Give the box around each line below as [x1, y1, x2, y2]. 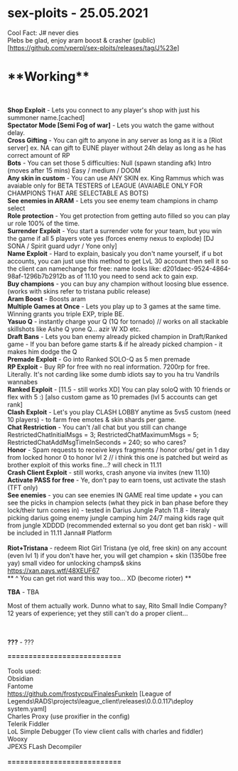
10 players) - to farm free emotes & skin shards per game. [7, 415, 176, 424]
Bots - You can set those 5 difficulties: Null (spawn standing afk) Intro [7, 158, 212, 167]
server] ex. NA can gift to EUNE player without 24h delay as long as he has [7, 144, 227, 152]
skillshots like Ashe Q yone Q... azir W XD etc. [7, 325, 141, 333]
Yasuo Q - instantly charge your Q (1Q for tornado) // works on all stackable [7, 317, 229, 325]
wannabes [7, 377, 38, 386]
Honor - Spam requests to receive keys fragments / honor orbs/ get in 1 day [7, 446, 229, 454]
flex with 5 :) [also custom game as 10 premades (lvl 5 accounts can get [7, 392, 218, 401]
